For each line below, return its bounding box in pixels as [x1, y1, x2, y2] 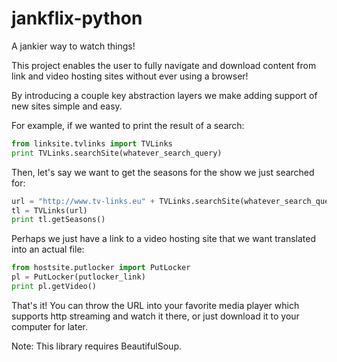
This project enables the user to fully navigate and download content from [11, 59, 317, 71]
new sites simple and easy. [11, 100, 123, 112]
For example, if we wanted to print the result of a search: [11, 119, 245, 131]
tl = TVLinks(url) [11, 205, 88, 216]
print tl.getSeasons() [11, 215, 106, 225]
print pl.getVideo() [11, 282, 98, 292]
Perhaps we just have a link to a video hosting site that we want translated [11, 233, 317, 245]
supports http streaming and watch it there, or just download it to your [11, 310, 300, 322]
